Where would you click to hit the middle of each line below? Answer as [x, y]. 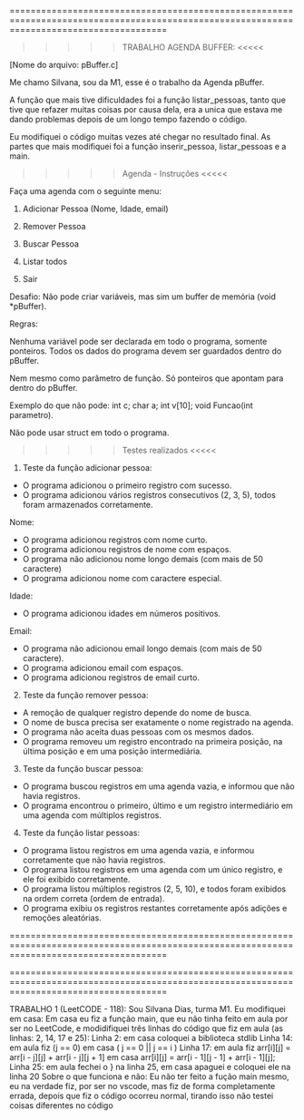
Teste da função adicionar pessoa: [87, 467]
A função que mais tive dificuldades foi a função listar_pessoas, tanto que [147, 100]
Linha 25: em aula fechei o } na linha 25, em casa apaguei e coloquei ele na [150, 1067]
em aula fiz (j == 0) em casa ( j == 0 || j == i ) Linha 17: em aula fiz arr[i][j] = [150, 1047]
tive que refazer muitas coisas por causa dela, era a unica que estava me [146, 109]
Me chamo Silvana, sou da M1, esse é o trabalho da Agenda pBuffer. [137, 82]
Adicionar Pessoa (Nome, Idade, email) [96, 209]
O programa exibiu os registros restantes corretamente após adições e [155, 908]
